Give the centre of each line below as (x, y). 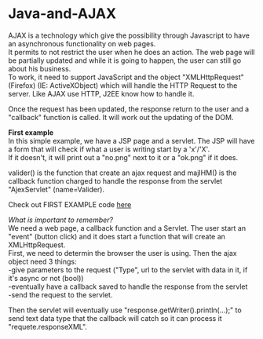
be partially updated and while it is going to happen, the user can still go (125, 60)
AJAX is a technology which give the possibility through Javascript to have (129, 35)
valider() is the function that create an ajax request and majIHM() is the (122, 173)
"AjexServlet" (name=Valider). (56, 189)
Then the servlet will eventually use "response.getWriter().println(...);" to (125, 310)
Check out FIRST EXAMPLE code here (70, 204)
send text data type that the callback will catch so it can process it (115, 318)
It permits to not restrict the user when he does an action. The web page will (131, 52)
